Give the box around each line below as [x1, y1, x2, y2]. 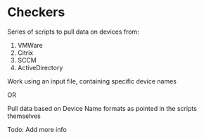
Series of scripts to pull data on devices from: [7, 27, 139, 36]
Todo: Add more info [7, 125, 67, 133]
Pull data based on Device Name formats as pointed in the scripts [7, 104, 197, 112]
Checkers [7, 4, 65, 20]
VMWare [17, 41, 44, 49]
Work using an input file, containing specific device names [7, 77, 177, 85]
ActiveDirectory [17, 63, 63, 72]
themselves [7, 112, 41, 120]
